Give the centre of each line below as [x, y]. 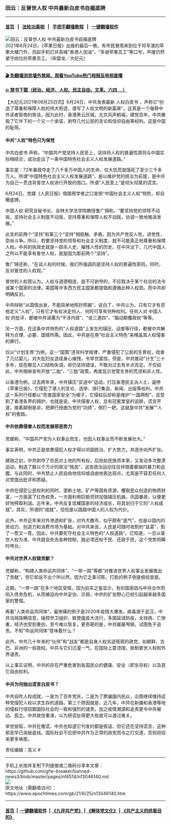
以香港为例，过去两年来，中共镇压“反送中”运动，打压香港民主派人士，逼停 [83, 382]
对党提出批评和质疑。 [27, 479]
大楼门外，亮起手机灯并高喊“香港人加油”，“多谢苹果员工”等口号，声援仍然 [87, 51]
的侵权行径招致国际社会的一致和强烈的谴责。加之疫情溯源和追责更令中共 [81, 709]
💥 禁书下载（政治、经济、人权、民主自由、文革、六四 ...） [66, 90]
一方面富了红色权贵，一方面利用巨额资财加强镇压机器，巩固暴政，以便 [88, 497]
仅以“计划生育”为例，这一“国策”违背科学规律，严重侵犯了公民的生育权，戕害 [85, 352]
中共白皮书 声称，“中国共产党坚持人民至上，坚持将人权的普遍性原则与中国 [83, 152]
